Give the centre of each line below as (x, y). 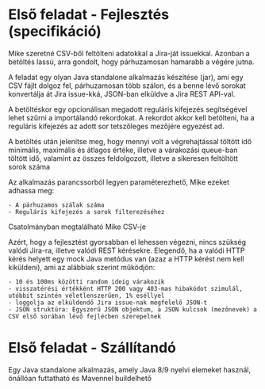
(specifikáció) (55, 31)
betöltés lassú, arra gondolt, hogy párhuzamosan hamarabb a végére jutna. (131, 62)
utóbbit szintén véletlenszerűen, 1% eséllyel (86, 296)
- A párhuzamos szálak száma (56, 205)
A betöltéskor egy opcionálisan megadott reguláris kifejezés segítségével (128, 109)
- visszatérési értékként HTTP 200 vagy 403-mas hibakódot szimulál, (126, 288)
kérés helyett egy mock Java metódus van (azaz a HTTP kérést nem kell (126, 258)
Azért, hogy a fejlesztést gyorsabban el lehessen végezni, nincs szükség (127, 242)
